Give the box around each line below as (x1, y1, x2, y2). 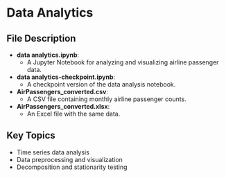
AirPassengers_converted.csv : (16, 88, 109, 96)
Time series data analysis (16, 148, 89, 157)
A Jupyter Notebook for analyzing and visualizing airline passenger (26, 58, 219, 66)
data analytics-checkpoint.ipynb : (16, 73, 116, 81)
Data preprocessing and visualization (16, 155, 123, 163)
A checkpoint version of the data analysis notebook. (26, 80, 176, 88)
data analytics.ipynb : (16, 51, 80, 59)
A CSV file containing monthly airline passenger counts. (26, 95, 186, 103)
